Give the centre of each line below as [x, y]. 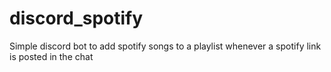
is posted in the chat [51, 56]
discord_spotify [76, 18]
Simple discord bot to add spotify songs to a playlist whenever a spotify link [165, 46]
